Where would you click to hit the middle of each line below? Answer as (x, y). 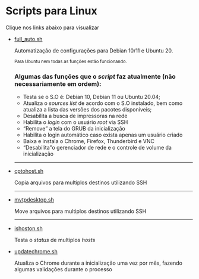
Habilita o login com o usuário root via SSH (75, 122)
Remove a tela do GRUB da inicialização (75, 129)
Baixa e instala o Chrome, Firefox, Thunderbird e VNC (89, 141)
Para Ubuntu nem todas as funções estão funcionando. (70, 61)
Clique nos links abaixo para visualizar (52, 27)
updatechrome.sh (36, 252)
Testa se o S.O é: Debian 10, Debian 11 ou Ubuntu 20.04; (92, 97)
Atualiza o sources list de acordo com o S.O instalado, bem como (103, 103)
